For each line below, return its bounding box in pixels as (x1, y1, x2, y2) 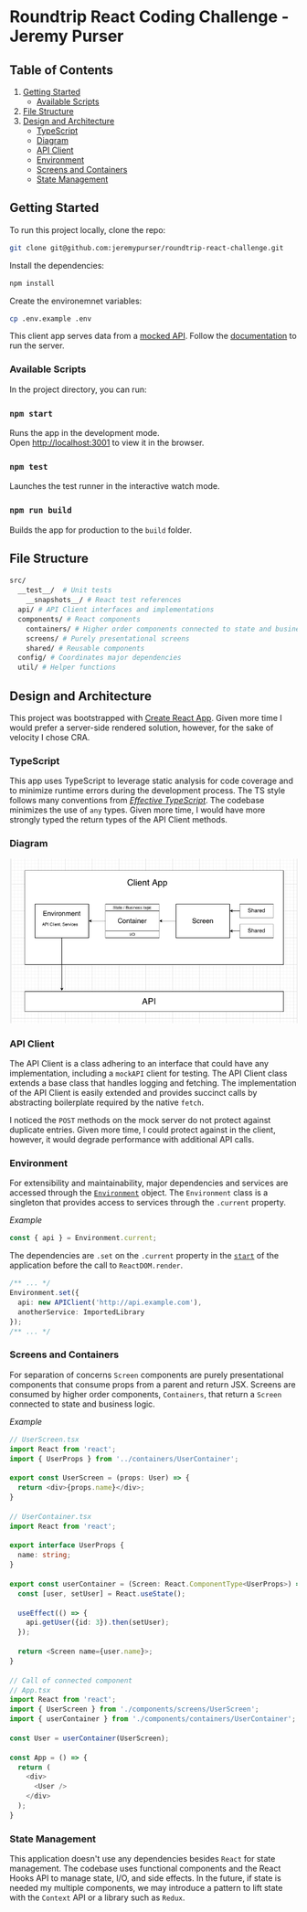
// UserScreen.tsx (9, 1435, 79, 1444)
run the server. (9, 340, 65, 351)
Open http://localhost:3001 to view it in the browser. (9, 437, 205, 449)
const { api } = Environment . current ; (9, 1234, 157, 1243)
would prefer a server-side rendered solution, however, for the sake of (9, 722, 274, 733)
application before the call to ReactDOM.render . (9, 1259, 184, 1271)
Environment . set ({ (9, 1289, 79, 1298)
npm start (9, 409, 53, 419)
